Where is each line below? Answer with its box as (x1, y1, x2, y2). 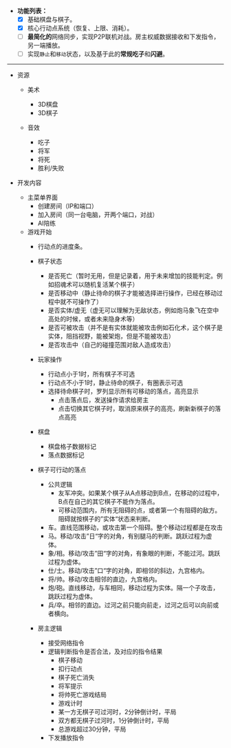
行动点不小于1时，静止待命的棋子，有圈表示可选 (47, 378, 184, 387)
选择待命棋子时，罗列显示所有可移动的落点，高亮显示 (47, 387, 199, 396)
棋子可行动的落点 (37, 465, 87, 474)
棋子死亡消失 (58, 674, 95, 682)
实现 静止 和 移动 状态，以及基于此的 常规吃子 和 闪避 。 (27, 50, 169, 58)
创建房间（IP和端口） (37, 202, 98, 210)
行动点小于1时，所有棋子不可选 (47, 370, 135, 378)
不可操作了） (66, 298, 103, 306)
